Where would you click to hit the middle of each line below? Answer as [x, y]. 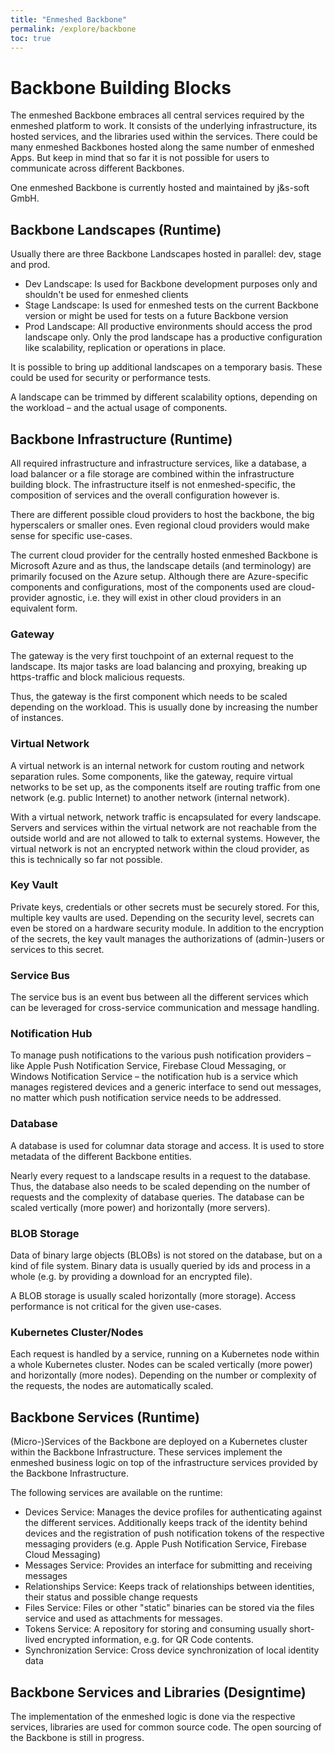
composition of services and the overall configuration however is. [145, 495]
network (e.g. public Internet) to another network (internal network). [150, 797]
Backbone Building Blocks [121, 87]
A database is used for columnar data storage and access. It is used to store [167, 1145]
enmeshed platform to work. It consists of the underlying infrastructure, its [164, 126]
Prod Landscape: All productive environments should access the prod [168, 327]
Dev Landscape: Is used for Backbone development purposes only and [171, 284]
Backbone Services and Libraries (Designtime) [158, 1692]
